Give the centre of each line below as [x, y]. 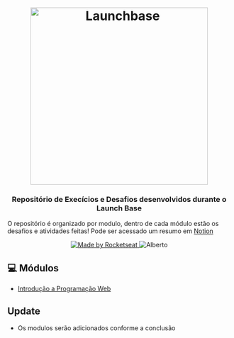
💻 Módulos [33, 268]
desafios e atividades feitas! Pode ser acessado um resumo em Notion [111, 231]
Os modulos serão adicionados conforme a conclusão [96, 328]
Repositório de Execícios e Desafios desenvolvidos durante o [119, 200]
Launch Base [119, 208]
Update [24, 311]
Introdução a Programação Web [64, 289]
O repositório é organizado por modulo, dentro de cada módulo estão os [113, 224]
